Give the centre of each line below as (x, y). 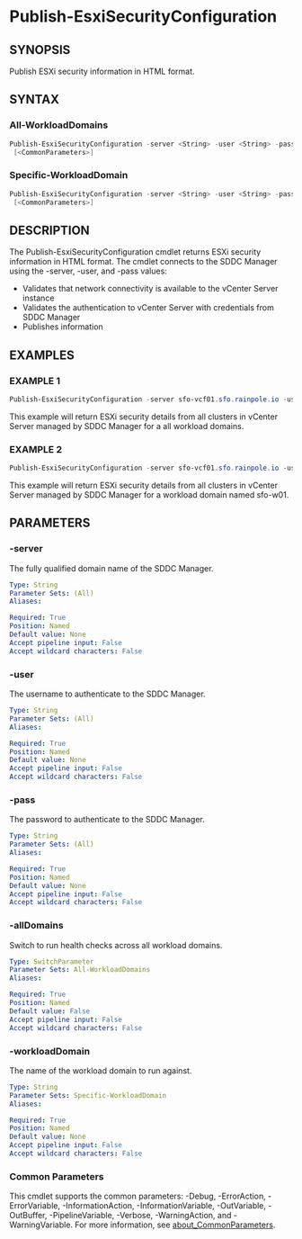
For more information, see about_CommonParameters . (175, 1225)
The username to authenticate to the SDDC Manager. (107, 694)
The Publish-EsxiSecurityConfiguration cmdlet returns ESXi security (135, 252)
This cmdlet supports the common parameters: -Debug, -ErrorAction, (138, 1196)
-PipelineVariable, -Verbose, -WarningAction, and (140, 1216)
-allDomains (37, 926)
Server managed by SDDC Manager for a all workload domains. (127, 426)
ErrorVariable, (35, 1206)
